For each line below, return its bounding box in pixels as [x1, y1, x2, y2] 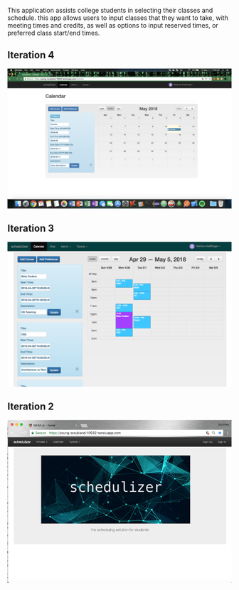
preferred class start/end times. [7, 28, 100, 37]
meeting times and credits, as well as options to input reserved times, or [7, 21, 218, 29]
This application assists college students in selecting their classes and [7, 6, 213, 14]
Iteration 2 [7, 401, 55, 413]
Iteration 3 [7, 222, 55, 235]
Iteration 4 [7, 49, 55, 61]
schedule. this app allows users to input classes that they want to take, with [7, 14, 229, 22]
